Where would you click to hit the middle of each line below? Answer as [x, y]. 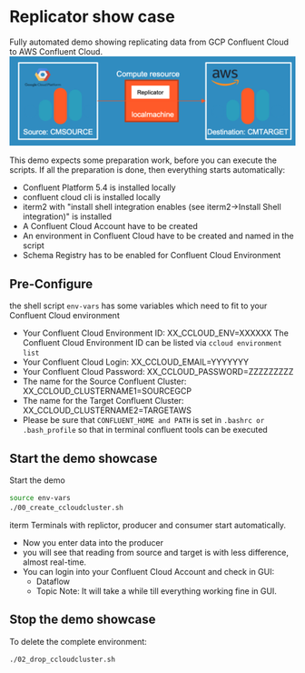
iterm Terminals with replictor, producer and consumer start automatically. [148, 525]
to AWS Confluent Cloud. [56, 51]
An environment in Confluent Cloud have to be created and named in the [158, 236]
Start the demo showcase [84, 458]
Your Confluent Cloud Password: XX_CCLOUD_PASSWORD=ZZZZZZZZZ [158, 372]
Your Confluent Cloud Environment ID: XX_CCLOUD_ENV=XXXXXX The [155, 333]
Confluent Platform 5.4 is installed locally [99, 187]
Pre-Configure [51, 284]
